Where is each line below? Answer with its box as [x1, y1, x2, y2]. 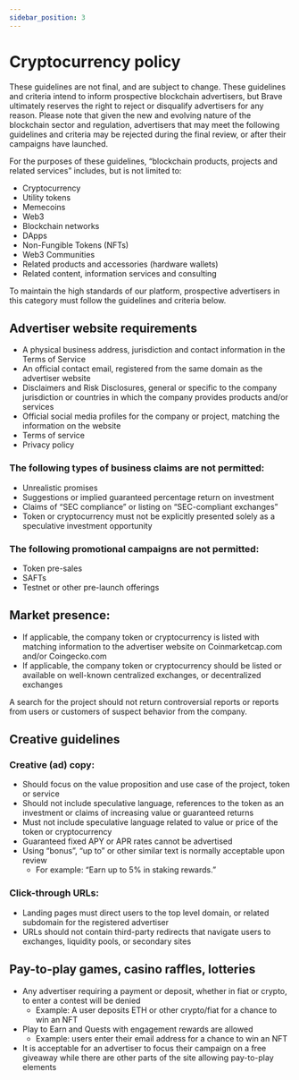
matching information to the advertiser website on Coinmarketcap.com [21, 641, 283, 651]
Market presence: [9, 608, 111, 623]
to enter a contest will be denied [21, 995, 141, 1006]
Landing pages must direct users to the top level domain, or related [21, 907, 270, 918]
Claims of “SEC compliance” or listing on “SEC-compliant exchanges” [21, 501, 278, 512]
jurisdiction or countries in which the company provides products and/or [21, 392, 288, 403]
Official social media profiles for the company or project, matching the [21, 411, 280, 421]
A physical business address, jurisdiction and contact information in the [21, 344, 286, 355]
